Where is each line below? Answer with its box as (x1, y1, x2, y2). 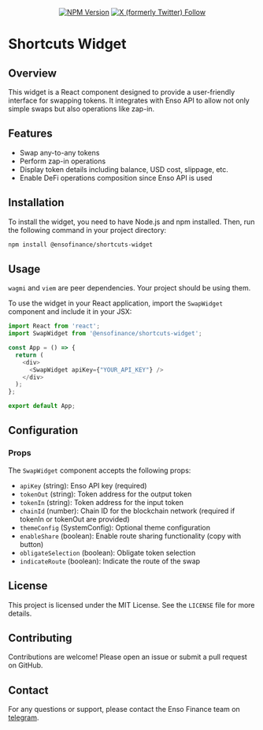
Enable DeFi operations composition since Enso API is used (19, 173, 213, 182)
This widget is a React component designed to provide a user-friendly (8, 88, 235, 96)
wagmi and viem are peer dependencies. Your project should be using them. (8, 283, 251, 293)
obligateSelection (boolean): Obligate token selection (19, 548, 196, 557)
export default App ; (8, 402, 76, 410)
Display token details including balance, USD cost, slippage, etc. (19, 164, 228, 174)
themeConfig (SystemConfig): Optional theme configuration (19, 522, 211, 532)
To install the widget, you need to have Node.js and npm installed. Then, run (8, 217, 255, 226)
